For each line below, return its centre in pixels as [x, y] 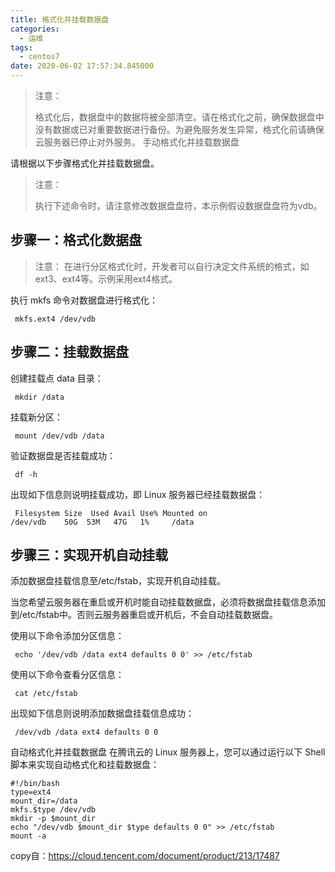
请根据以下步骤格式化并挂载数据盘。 [85, 163]
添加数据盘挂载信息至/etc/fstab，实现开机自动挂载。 [118, 581]
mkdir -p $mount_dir [53, 819]
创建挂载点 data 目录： [57, 378]
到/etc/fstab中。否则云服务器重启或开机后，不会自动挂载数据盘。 [144, 615]
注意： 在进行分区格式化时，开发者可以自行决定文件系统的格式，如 [172, 266]
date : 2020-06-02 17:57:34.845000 [82, 66]
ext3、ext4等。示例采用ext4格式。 [106, 278]
